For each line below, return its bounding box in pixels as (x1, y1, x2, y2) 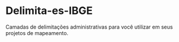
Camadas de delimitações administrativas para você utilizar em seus (5, 23, 173, 30)
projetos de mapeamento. (5, 29, 69, 36)
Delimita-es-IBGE (5, 4, 93, 17)
